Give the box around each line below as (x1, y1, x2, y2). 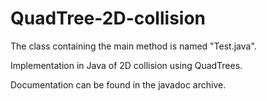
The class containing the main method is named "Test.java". (10, 40, 257, 52)
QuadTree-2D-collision (10, 7, 207, 30)
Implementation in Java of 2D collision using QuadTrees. (10, 59, 243, 71)
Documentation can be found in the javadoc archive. (10, 78, 227, 91)
